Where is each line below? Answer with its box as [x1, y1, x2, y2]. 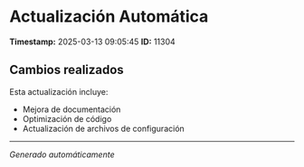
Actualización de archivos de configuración [22, 123, 185, 134]
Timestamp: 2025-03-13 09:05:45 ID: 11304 [9, 36, 176, 47]
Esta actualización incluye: [9, 86, 109, 97]
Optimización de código [22, 113, 112, 124]
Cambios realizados [9, 62, 124, 78]
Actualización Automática [9, 6, 209, 27]
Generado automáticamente [9, 149, 115, 160]
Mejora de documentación [22, 104, 121, 115]
